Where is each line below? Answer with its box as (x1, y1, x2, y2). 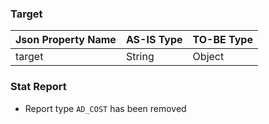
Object (192, 50, 225, 64)
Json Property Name (15, 33, 117, 47)
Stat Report (10, 80, 67, 94)
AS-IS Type (125, 33, 183, 47)
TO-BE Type (192, 33, 253, 47)
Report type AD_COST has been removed (24, 102, 187, 114)
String (125, 50, 155, 64)
